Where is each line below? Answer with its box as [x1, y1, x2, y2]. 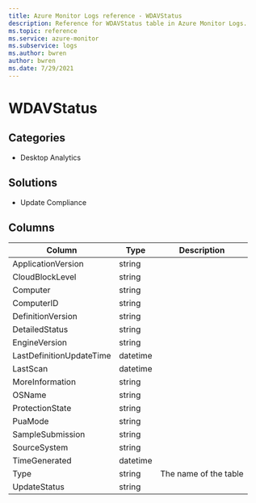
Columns [8, 220, 55, 234]
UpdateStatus [12, 481, 65, 493]
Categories [8, 131, 66, 145]
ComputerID [12, 298, 59, 309]
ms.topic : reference [8, 27, 78, 35]
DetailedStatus [12, 324, 69, 335]
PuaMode [12, 416, 49, 427]
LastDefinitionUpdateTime [12, 350, 111, 362]
